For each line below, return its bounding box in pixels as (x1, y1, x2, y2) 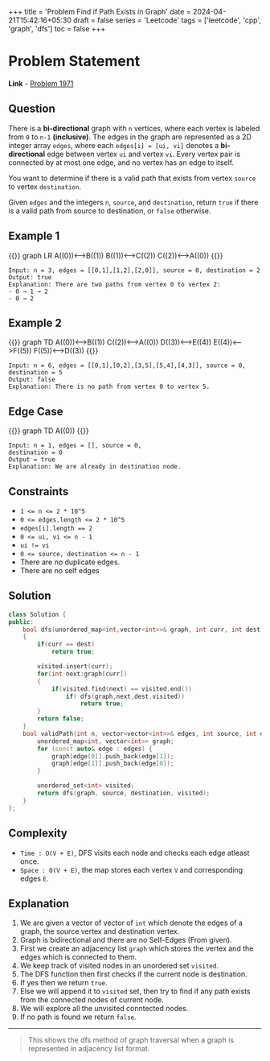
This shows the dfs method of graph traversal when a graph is (27, 1035, 235, 1045)
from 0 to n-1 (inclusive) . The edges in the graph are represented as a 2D (8, 132, 252, 142)
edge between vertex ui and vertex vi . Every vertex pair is (47, 149, 241, 159)
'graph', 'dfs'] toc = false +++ (8, 24, 106, 33)
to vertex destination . (8, 181, 82, 192)
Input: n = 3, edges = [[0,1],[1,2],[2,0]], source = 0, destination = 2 (8, 266, 261, 275)
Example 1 (8, 229, 60, 243)
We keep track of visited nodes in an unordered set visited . (19, 961, 219, 971)
